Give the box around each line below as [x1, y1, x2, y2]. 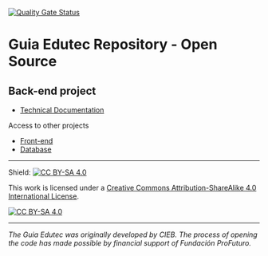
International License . [8, 191, 80, 201]
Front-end [19, 136, 53, 145]
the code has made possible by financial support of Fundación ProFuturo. [8, 238, 251, 247]
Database [19, 144, 52, 154]
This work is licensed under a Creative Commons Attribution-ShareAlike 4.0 [8, 183, 257, 192]
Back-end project [8, 84, 97, 97]
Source [8, 53, 57, 71]
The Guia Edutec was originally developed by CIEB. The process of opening [8, 230, 258, 239]
